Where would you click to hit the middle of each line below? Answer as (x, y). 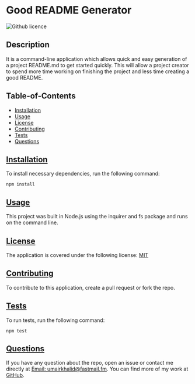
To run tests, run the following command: (55, 320)
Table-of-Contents (41, 96)
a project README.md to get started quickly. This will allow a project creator (98, 65)
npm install (20, 184)
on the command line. (32, 222)
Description (28, 45)
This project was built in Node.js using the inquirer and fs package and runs (97, 217)
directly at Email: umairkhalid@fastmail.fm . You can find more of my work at (97, 369)
